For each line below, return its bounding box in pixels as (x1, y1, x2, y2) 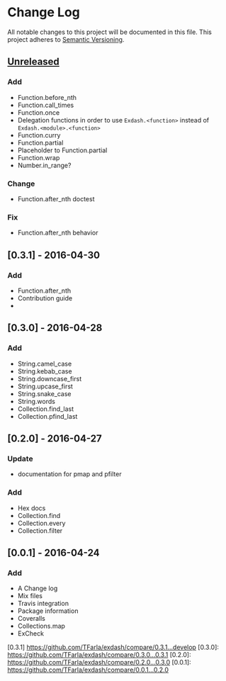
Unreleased (7, 56, 60, 68)
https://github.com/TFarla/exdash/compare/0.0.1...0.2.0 (7, 665, 169, 674)
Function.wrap (17, 153, 60, 162)
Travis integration (17, 600, 69, 608)
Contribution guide (17, 293, 73, 302)
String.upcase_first (17, 382, 73, 390)
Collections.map (17, 621, 66, 631)
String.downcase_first (17, 374, 82, 383)
